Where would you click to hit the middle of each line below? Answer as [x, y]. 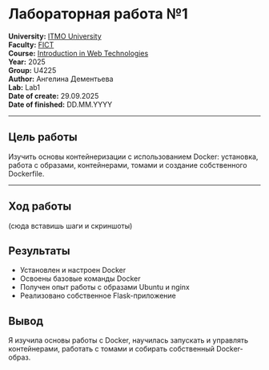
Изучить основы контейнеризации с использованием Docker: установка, [133, 157]
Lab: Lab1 [24, 87]
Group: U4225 [32, 70]
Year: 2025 [27, 62]
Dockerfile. [26, 173]
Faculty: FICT [31, 44]
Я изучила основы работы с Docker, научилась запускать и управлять [128, 340]
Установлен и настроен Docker [73, 270]
